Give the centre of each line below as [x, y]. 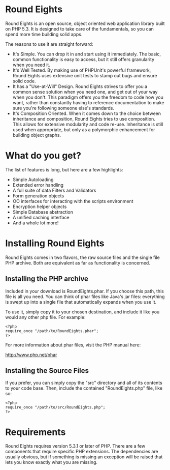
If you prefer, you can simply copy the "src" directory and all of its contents [84, 383]
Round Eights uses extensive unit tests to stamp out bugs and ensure [85, 75]
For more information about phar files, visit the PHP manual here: [73, 345]
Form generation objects [38, 196]
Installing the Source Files [47, 371]
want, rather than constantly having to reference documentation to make [88, 102]
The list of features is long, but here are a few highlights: [64, 169]
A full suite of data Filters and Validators [54, 190]
